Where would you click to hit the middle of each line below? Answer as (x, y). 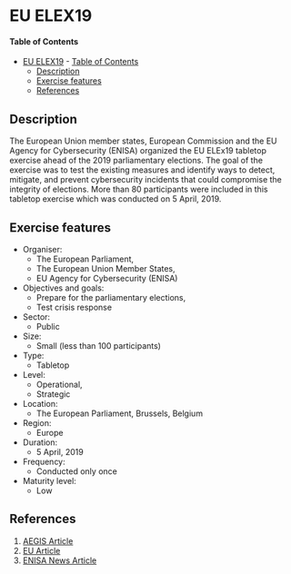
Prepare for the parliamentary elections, (111, 298)
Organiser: (42, 250)
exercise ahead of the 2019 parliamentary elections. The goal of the (136, 161)
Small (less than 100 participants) (99, 346)
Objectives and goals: (63, 288)
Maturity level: (50, 481)
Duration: (40, 442)
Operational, (60, 385)
